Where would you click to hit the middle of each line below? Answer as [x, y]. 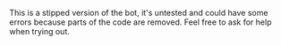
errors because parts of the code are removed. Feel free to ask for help [140, 22]
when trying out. [39, 31]
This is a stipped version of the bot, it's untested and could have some [139, 13]
